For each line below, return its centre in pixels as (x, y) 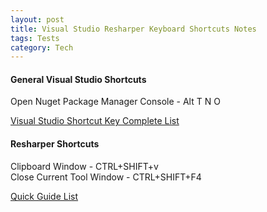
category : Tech (42, 47)
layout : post (37, 19)
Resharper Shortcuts (55, 144)
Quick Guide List (44, 196)
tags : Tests (35, 38)
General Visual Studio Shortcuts (78, 79)
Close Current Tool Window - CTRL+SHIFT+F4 (106, 177)
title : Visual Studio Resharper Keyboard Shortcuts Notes (133, 29)
